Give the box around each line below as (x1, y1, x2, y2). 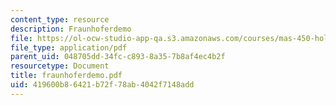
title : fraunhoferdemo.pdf (10, 71, 123, 81)
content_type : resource (10, 14, 110, 25)
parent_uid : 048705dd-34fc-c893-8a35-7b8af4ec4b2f (10, 52, 226, 62)
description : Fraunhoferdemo (10, 24, 132, 34)
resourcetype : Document (10, 61, 110, 71)
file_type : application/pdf (10, 42, 128, 53)
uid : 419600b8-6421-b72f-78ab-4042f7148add (10, 80, 195, 90)
